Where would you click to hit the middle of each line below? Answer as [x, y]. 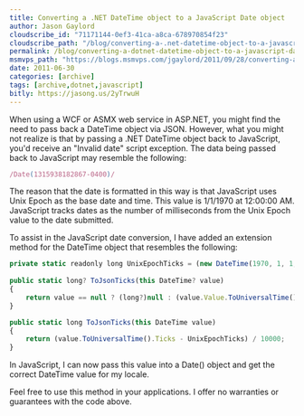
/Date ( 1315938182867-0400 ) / [62, 174]
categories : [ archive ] [52, 77]
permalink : [30, 52]
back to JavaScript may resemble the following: [98, 157]
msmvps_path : [34, 60]
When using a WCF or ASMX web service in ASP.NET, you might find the [145, 119]
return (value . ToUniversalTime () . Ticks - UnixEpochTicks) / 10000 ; [155, 339]
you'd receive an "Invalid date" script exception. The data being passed [142, 148]
